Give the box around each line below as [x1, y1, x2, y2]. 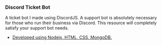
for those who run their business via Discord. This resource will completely [5, 20, 157, 26]
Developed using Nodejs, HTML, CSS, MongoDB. [12, 34, 112, 40]
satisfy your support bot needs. [5, 25, 69, 31]
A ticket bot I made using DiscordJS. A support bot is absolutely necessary [5, 15, 157, 21]
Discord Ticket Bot [5, 4, 51, 11]
